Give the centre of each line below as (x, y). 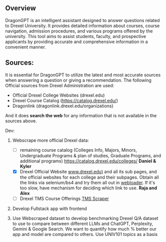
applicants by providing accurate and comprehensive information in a (77, 42)
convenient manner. (26, 47)
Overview (21, 8)
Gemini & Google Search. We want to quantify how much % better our (84, 229)
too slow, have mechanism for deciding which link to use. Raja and (88, 188)
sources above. (21, 121)
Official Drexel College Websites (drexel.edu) (58, 95)
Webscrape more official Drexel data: (50, 140)
